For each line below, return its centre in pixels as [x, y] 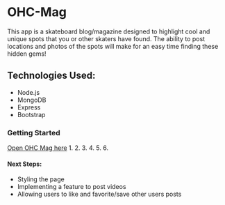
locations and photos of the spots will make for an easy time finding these [113, 46]
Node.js [28, 92]
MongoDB [32, 100]
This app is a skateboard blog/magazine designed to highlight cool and [109, 31]
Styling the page [41, 179]
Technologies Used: [51, 76]
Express [29, 107]
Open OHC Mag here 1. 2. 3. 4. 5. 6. [58, 148]
